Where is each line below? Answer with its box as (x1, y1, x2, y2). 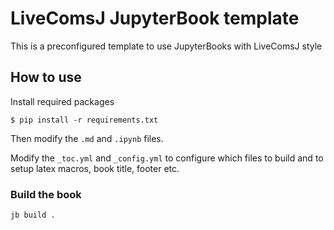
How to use (10, 69, 82, 86)
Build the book (10, 187, 82, 201)
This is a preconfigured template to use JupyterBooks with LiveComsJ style (10, 40, 323, 52)
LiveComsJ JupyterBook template (10, 7, 300, 30)
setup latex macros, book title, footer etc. (10, 162, 180, 174)
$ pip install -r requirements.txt (10, 115, 159, 125)
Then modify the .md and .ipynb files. (10, 132, 164, 144)
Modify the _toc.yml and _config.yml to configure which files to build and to (10, 152, 324, 164)
